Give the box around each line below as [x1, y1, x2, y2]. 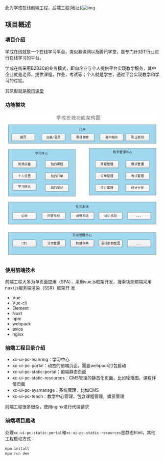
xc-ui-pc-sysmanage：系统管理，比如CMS [12, 387, 99, 393]
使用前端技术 [5, 266, 36, 273]
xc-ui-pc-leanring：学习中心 [12, 356, 70, 363]
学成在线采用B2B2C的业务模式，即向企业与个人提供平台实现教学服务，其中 [5, 65, 157, 71]
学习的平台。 [18, 55, 44, 60]
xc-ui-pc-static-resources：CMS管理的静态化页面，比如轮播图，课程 [12, 375, 152, 381]
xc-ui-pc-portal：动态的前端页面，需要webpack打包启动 [12, 363, 126, 369]
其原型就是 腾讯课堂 [5, 88, 44, 94]
